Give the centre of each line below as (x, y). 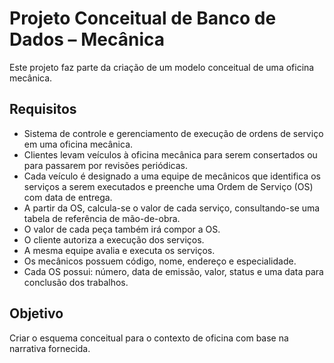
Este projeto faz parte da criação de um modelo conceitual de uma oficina (162, 67)
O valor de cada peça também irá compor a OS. (122, 229)
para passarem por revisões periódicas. (105, 165)
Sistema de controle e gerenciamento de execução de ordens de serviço (173, 133)
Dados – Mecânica (87, 39)
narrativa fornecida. (50, 348)
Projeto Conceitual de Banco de (143, 18)
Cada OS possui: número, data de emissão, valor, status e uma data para (173, 271)
